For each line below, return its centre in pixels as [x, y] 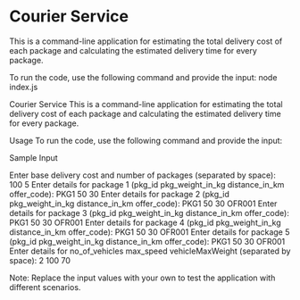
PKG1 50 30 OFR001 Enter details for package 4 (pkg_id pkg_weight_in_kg [145, 222]
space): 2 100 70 [40, 260]
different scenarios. [45, 287]
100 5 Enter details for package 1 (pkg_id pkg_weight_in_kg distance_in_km [147, 184]
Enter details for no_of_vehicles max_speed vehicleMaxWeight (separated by [150, 251]
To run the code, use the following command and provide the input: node [143, 77]
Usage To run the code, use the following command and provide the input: [146, 140]
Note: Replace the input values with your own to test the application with [142, 278]
